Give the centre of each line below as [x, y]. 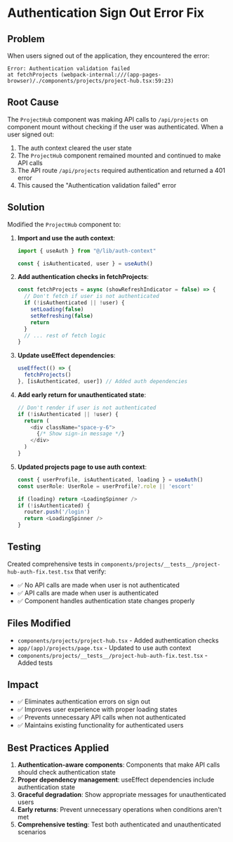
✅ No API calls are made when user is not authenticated [99, 585]
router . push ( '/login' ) [57, 512]
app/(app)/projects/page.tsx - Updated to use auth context [104, 647]
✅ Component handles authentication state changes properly [106, 601]
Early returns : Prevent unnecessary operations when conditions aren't [120, 810]
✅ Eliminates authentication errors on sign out [84, 701]
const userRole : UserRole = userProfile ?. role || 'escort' [106, 486]
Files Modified [39, 623]
